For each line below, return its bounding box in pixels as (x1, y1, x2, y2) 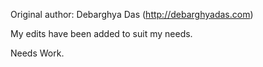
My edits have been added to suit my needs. (10, 28, 193, 39)
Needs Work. (10, 47, 65, 59)
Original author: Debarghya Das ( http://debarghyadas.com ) (10, 9, 254, 20)
